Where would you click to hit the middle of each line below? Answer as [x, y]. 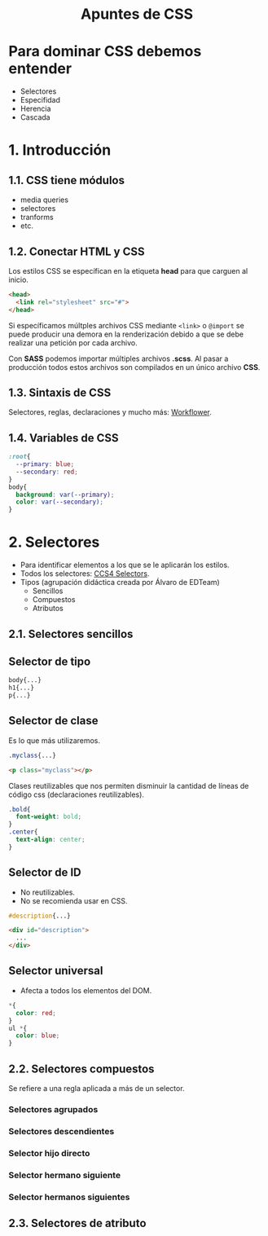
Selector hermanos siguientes [69, 1197]
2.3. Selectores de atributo [77, 1223]
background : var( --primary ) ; [65, 495]
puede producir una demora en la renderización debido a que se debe [126, 334]
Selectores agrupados [53, 1109]
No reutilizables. [48, 892]
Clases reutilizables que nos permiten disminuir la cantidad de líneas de [129, 785]
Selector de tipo [50, 661]
